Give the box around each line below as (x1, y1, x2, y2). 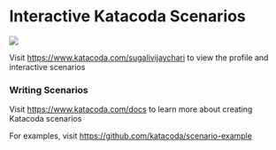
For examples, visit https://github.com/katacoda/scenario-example (9, 130, 252, 141)
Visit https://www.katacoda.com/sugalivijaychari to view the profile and (9, 51, 269, 63)
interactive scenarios (9, 61, 86, 72)
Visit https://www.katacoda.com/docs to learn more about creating (9, 104, 253, 114)
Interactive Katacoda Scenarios (9, 6, 246, 27)
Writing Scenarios (9, 83, 88, 96)
